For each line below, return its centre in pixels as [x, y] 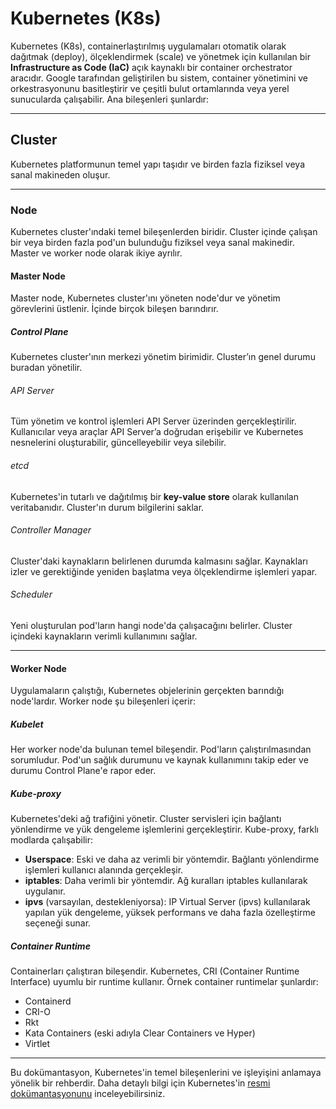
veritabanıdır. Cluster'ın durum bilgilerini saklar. [107, 507]
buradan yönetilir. [46, 368]
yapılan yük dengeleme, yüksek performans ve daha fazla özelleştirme [170, 913]
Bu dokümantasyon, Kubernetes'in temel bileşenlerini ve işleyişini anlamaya [166, 1073]
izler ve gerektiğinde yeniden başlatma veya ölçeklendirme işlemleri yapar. [164, 571]
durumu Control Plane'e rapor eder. [83, 771]
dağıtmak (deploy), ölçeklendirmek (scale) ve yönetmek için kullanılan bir [161, 56]
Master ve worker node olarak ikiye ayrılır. [96, 253]
